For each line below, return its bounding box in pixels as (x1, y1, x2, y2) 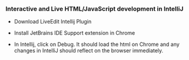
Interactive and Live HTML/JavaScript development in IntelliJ (5, 5, 184, 13)
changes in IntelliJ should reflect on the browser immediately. (14, 47, 164, 54)
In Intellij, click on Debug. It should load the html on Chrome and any (14, 41, 180, 48)
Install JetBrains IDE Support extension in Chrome (14, 29, 135, 36)
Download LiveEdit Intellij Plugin (14, 18, 92, 25)
